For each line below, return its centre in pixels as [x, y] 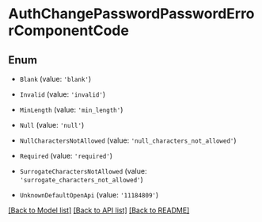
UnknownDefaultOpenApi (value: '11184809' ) [89, 195]
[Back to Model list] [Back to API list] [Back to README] [99, 210]
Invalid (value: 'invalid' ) [62, 94]
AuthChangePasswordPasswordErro [131, 14]
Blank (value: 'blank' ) [55, 79]
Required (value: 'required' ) [66, 156]
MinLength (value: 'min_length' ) [71, 109]
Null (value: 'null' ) [52, 125]
